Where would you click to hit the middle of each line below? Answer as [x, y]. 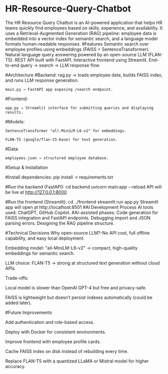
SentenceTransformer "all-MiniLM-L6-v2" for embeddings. [66, 131]
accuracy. [16, 366]
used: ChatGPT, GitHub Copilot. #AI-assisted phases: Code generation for [82, 212]
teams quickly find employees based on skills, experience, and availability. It [84, 28]
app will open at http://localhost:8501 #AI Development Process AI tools [79, 207]
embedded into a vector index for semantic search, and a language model [81, 39]
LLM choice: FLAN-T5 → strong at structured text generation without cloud [82, 263]
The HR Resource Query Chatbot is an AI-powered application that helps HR [84, 23]
